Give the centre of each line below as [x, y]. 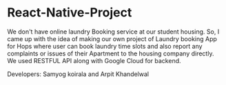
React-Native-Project [70, 13]
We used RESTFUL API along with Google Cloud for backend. [94, 60]
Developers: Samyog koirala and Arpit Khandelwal [78, 74]
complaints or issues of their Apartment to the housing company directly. [111, 53]
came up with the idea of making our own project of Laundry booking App [112, 38]
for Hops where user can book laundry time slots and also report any [105, 46]
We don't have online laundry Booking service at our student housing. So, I [113, 32]
